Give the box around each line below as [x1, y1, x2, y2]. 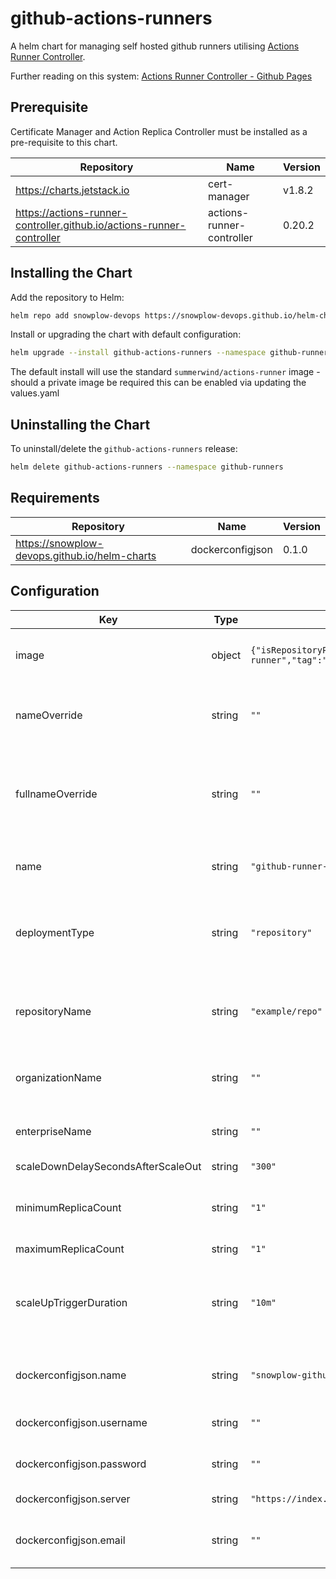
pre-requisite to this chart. [10, 136, 118, 148]
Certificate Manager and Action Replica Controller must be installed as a [10, 125, 308, 137]
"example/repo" [250, 1005, 323, 1017]
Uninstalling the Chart [10, 416, 151, 433]
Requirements [10, 490, 100, 507]
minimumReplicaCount [15, 1200, 122, 1214]
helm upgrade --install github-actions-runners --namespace [10, 348, 267, 358]
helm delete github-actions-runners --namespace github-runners [10, 462, 284, 472]
